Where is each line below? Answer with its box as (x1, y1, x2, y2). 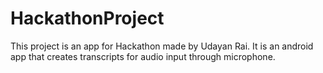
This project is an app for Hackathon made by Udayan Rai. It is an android (10, 40, 314, 52)
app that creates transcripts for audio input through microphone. (10, 50, 276, 62)
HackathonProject (10, 7, 165, 30)
